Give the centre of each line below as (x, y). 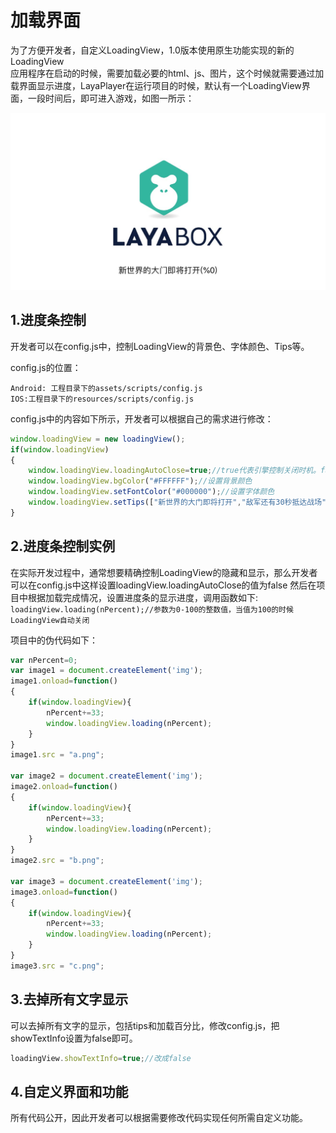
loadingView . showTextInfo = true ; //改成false (101, 1058)
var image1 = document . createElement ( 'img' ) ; (106, 671)
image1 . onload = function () (64, 681)
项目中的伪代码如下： (54, 640)
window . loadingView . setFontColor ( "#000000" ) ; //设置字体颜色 (151, 492)
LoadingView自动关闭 (50, 620)
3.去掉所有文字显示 (69, 999)
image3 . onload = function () (64, 892)
